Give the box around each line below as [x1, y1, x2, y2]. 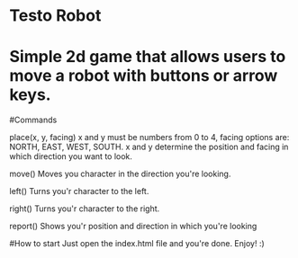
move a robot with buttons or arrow [9, 66, 278, 86]
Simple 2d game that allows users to [9, 47, 286, 67]
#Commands [9, 114, 58, 126]
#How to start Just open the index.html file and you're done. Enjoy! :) [9, 238, 266, 249]
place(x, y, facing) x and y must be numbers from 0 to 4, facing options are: [9, 132, 290, 143]
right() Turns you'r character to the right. [9, 203, 160, 214]
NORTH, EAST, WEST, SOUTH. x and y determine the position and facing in [9, 141, 289, 153]
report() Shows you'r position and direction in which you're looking [9, 221, 257, 232]
